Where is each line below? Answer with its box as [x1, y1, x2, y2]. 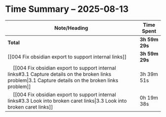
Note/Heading [54, 24, 88, 31]
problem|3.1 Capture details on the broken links [7, 77, 119, 84]
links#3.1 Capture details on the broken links [7, 70, 112, 77]
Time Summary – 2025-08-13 [5, 3, 129, 15]
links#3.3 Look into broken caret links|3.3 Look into [7, 97, 127, 104]
